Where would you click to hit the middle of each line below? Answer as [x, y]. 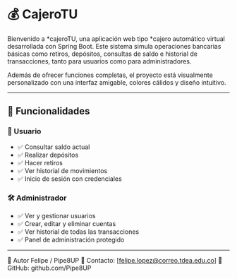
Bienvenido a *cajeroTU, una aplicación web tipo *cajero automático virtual [116, 38]
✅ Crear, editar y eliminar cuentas [67, 223]
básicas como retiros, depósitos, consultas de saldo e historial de [103, 54]
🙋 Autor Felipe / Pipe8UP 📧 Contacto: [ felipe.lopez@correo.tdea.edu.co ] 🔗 [115, 260]
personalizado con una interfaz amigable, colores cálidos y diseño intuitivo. [117, 82]
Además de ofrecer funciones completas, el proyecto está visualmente [110, 75]
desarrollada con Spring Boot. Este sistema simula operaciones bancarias [114, 46]
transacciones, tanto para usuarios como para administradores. [99, 61]
